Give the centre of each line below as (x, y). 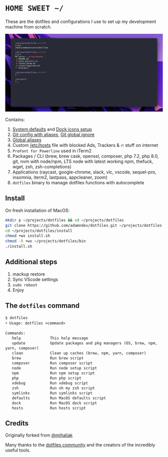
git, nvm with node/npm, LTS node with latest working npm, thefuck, (83, 161)
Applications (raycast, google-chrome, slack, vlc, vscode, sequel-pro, (84, 172)
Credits (17, 423)
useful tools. (18, 450)
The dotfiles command (42, 306)
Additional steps (31, 262)
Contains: (15, 119)
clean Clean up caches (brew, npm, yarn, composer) (79, 353)
